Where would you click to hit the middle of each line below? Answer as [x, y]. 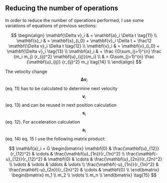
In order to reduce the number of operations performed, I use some [74, 20]
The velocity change [26, 71]
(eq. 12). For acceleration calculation [43, 122]
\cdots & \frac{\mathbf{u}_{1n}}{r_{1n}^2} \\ [80, 154]
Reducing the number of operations [62, 8]
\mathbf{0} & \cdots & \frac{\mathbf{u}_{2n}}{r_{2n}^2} [105, 159]
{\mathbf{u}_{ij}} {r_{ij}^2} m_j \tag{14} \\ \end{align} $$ [84, 61]
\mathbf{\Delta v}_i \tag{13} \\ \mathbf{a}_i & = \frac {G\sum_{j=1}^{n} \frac [84, 51]
